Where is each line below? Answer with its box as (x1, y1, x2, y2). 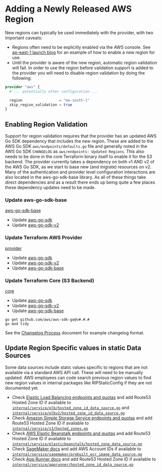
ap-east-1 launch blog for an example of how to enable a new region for (12, 49, 155, 55)
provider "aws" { (5, 84, 40, 89)
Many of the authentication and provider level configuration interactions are (5, 169, 156, 175)
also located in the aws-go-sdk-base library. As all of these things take (5, 174, 146, 180)
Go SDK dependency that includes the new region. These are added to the (5, 138, 153, 144)
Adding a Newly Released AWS (5, 3, 132, 15)
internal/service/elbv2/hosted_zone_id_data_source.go (12, 410, 125, 415)
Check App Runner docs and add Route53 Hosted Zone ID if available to (12, 456, 156, 462)
